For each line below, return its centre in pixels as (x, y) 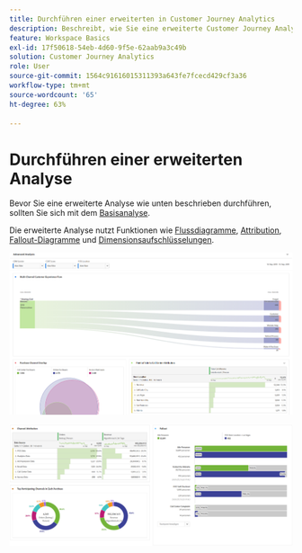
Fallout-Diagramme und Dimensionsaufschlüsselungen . (112, 240)
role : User (30, 67)
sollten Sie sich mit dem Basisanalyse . (80, 213)
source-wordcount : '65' (54, 94)
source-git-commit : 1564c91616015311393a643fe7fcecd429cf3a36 (128, 76)
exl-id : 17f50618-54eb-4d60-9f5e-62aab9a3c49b (98, 48)
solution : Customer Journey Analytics (82, 57)
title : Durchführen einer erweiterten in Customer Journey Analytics (142, 19)
